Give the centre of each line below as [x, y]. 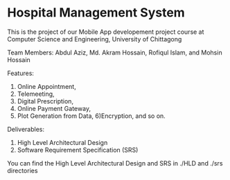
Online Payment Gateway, [54, 108]
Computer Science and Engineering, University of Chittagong [95, 39]
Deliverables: [26, 129]
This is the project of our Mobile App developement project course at [106, 32]
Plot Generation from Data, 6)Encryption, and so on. [91, 116]
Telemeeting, [36, 94]
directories [23, 170]
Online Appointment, [46, 86]
